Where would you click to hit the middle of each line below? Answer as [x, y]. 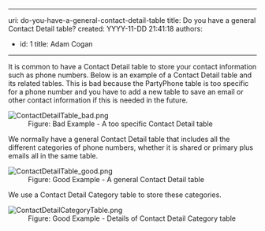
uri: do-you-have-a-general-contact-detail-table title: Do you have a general [132, 20]
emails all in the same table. [53, 156]
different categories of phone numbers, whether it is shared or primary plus [131, 147]
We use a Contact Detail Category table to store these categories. [115, 195]
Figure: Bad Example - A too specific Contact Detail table [120, 124]
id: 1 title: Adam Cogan [56, 44]
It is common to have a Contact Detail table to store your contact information [132, 67]
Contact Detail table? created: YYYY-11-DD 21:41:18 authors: [105, 29]
